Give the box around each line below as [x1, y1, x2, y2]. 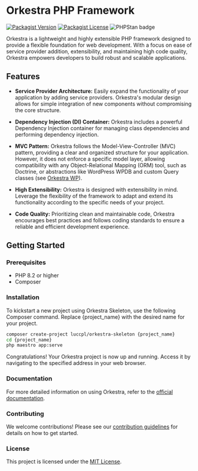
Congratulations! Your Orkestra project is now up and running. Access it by [6, 353, 191, 360]
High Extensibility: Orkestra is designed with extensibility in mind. [14, 186, 178, 193]
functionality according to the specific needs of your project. [14, 198, 165, 206]
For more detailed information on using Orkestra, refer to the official [6, 388, 173, 395]
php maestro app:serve [6, 342, 63, 348]
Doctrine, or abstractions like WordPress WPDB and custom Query [14, 168, 179, 175]
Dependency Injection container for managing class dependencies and [14, 124, 190, 132]
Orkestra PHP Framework [6, 4, 135, 17]
